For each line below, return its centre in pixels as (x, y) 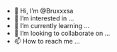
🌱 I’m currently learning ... (52, 26)
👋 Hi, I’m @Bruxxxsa (44, 11)
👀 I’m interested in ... (44, 18)
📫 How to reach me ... (47, 41)
